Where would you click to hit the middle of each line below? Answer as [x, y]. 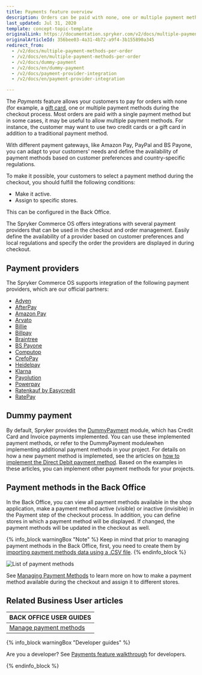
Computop [28, 352]
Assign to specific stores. [46, 201]
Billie [21, 326]
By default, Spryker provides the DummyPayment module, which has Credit [100, 430]
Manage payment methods [47, 628]
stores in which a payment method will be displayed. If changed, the [91, 521]
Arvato [23, 320]
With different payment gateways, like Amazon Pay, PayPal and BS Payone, [99, 145]
